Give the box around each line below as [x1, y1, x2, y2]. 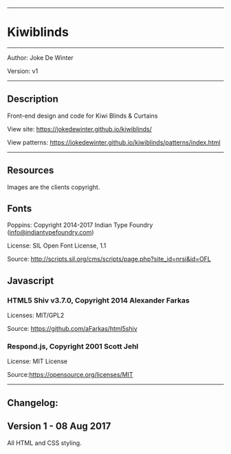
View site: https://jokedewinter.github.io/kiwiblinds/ [7, 125, 153, 133]
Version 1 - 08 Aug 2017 [7, 420, 111, 432]
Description [7, 94, 58, 105]
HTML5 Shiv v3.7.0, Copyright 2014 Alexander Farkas [7, 295, 190, 305]
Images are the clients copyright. [7, 183, 100, 191]
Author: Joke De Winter [7, 53, 74, 62]
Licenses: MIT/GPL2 [7, 311, 65, 320]
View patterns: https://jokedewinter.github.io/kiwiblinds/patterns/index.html [7, 138, 221, 147]
